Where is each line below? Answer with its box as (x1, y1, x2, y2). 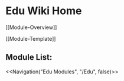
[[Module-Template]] (5, 35, 56, 42)
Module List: (5, 52, 53, 63)
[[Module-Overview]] (5, 24, 57, 31)
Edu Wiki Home (5, 4, 82, 18)
